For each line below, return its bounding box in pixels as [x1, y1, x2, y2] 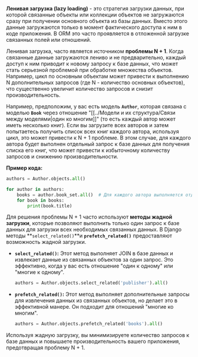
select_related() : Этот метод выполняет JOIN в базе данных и [14, 250, 174, 257]
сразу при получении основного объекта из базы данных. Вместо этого [6, 18, 187, 24]
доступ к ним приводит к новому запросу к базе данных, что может [6, 60, 179, 67]
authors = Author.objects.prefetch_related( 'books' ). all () [14, 321, 163, 327]
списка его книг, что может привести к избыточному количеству [6, 147, 170, 154]
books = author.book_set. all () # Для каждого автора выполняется [16, 191, 183, 198]
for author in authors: [6, 186, 65, 192]
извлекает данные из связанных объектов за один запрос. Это [14, 256, 174, 263]
